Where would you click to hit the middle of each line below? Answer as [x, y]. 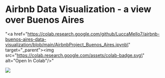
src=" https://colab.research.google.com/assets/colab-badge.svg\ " [75, 55]
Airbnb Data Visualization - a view [78, 9]
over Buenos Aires [45, 20]
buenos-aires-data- [26, 39]
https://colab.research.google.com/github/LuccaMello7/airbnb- [94, 34]
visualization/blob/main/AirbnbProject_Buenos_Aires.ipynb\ [67, 44]
